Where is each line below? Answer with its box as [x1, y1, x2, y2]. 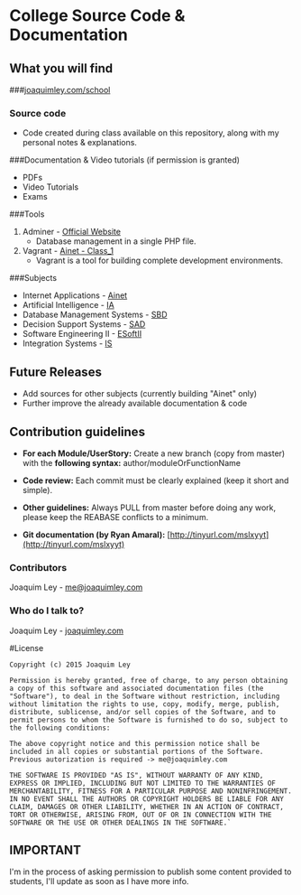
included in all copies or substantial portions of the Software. [9, 747, 264, 756]
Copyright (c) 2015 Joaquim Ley [9, 660, 131, 669]
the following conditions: [9, 723, 111, 732]
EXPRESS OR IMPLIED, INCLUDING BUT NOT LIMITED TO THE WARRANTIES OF [9, 778, 277, 788]
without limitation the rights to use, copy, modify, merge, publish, [9, 699, 280, 709]
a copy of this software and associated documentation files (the [9, 684, 264, 693]
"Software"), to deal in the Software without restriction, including [9, 692, 280, 701]
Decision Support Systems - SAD [22, 319, 146, 330]
